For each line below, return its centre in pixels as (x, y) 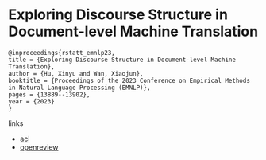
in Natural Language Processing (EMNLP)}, (79, 88)
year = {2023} (32, 101)
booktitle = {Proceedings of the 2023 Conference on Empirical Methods (129, 80)
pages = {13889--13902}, (49, 94)
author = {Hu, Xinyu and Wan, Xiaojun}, (76, 73)
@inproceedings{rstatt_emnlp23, (62, 53)
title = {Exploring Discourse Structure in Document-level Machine (122, 60)
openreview (39, 147)
